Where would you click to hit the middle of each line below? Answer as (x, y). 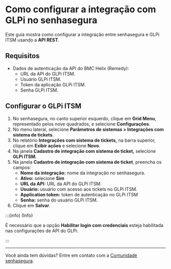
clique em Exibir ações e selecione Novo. (56, 145)
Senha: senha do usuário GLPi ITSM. (59, 200)
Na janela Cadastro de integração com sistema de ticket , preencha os (87, 162)
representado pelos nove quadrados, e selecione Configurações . (81, 124)
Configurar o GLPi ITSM (43, 106)
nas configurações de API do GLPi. (42, 231)
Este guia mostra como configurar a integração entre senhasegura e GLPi (82, 34)
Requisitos (22, 56)
